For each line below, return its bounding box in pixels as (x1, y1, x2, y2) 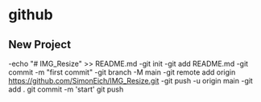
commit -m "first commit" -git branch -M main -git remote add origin (8, 67, 236, 77)
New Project (8, 38, 71, 51)
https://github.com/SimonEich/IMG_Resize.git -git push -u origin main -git (8, 76, 254, 85)
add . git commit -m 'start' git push (8, 84, 124, 94)
